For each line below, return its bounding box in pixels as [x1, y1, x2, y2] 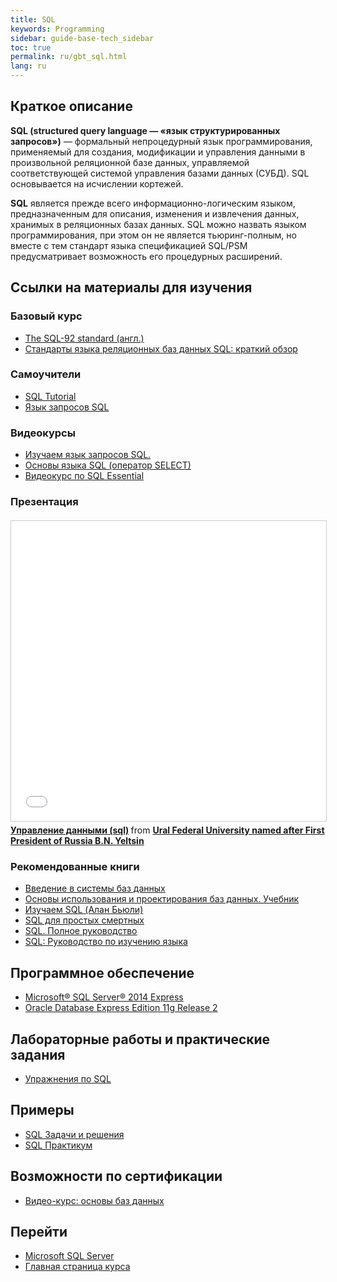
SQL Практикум [24, 1139, 93, 1151]
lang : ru [10, 61, 47, 71]
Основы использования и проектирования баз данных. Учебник [24, 893, 300, 905]
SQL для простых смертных [24, 914, 145, 926]
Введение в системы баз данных [24, 882, 166, 895]
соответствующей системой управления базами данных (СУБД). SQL [10, 167, 310, 179]
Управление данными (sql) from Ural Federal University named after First [10, 824, 325, 836]
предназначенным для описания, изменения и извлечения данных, [10, 207, 300, 220]
